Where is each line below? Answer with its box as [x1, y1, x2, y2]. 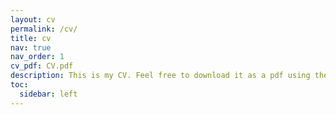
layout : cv [10, 14, 56, 25]
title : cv [10, 33, 52, 43]
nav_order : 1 [10, 52, 65, 62]
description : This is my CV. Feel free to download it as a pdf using [10, 71, 311, 81]
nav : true [10, 42, 52, 53]
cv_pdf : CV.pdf [10, 61, 74, 71]
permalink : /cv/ [10, 24, 78, 34]
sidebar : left [19, 89, 78, 99]
